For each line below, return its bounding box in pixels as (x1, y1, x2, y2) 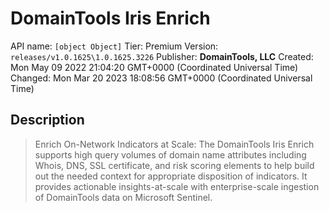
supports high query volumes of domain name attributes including (34, 148, 307, 161)
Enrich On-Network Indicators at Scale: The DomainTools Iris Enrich (34, 138, 315, 150)
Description (10, 112, 85, 129)
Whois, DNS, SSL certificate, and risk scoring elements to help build (34, 159, 315, 171)
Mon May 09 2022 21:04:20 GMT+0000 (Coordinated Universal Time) (10, 61, 299, 73)
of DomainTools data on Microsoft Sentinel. (34, 191, 213, 203)
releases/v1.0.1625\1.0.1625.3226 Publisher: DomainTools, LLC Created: (10, 50, 314, 62)
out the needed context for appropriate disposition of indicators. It (34, 170, 308, 182)
